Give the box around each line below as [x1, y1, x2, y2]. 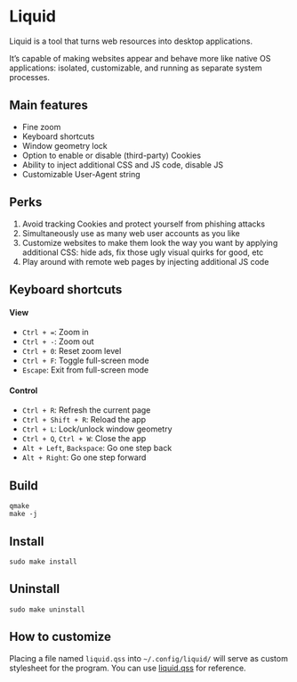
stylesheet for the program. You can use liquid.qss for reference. [9, 662, 246, 673]
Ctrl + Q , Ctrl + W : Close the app [21, 433, 147, 444]
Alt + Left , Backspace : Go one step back [21, 443, 173, 454]
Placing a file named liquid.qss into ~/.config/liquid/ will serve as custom [9, 653, 289, 663]
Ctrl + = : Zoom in [21, 327, 89, 338]
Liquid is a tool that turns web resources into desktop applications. [9, 36, 253, 46]
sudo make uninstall [9, 604, 86, 614]
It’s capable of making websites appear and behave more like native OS [9, 53, 271, 63]
